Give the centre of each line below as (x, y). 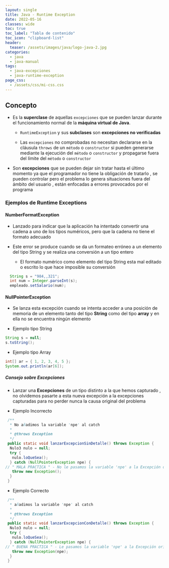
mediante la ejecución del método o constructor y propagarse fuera (90, 153)
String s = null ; (23, 338)
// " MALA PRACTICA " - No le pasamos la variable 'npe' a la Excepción (83, 467)
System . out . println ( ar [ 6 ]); (35, 366)
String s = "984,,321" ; (34, 276)
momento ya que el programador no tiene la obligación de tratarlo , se (85, 174)
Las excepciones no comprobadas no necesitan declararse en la (86, 142)
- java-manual (24, 62)
